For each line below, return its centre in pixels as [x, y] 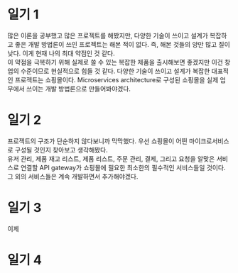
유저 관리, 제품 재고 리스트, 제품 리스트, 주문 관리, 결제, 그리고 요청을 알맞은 [111, 158]
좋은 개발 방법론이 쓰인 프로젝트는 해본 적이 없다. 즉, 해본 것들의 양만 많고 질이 [123, 44]
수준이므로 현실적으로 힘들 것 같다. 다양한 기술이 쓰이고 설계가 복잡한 [115, 71]
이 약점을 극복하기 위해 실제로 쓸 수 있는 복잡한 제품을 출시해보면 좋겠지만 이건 [115, 62]
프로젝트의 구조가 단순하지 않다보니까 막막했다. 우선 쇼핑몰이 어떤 [98, 141]
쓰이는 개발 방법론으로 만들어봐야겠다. [79, 89]
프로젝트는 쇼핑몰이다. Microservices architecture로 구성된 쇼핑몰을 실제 [117, 79]
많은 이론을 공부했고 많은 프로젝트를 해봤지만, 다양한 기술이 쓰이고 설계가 [108, 35]
